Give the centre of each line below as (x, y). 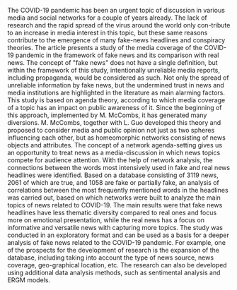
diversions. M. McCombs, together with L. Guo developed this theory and (114, 122)
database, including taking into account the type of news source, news (111, 258)
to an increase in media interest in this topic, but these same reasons (108, 32)
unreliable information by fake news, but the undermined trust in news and (116, 85)
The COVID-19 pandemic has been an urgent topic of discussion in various (116, 10)
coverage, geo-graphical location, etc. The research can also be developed (117, 265)
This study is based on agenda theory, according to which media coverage (116, 100)
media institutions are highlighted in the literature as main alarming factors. (116, 92)
